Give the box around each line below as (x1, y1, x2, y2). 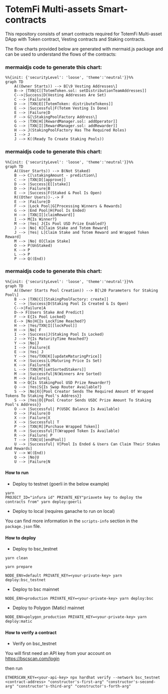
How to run (5, 470, 29, 476)
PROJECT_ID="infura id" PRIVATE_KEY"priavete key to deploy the (5, 495, 142, 500)
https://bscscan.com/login (5, 656, 60, 662)
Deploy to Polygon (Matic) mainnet (12, 605, 84, 611)
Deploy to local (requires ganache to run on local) (12, 508, 115, 514)
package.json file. (5, 523, 42, 529)
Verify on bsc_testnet (12, 641, 57, 647)
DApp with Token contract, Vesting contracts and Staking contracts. (5, 36, 145, 42)
